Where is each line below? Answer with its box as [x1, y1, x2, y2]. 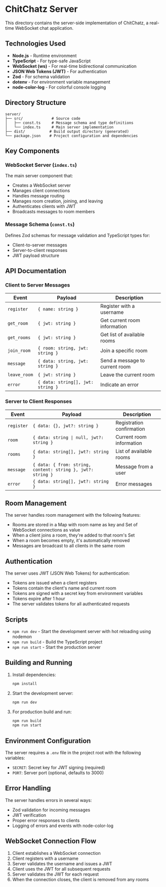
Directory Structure [5, 99, 67, 107]
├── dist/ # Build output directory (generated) [5, 129, 129, 134]
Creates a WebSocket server [12, 182, 71, 189]
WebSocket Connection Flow [5, 837, 96, 845]
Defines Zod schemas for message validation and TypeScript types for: [5, 232, 150, 238]
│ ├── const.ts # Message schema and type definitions [5, 120, 134, 125]
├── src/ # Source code [5, 116, 81, 121]
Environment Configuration [5, 737, 91, 745]
